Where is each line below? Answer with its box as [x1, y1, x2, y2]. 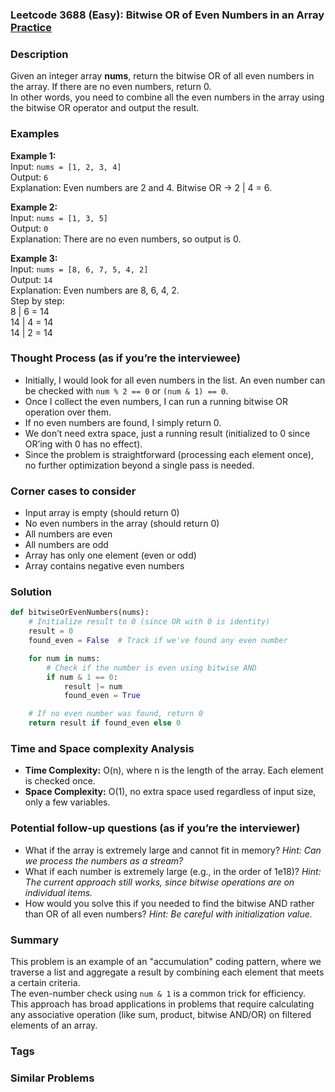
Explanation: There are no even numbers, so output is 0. [10, 233, 242, 245]
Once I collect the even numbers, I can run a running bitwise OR [24, 395, 288, 407]
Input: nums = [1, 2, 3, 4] [10, 160, 122, 172]
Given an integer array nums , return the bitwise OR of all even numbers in [10, 70, 315, 82]
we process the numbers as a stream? [24, 854, 184, 867]
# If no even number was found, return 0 [28, 709, 203, 719]
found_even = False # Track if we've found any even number [28, 636, 288, 646]
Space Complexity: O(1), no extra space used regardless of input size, [24, 786, 317, 798]
